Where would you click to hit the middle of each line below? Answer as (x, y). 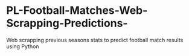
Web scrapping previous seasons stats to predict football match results (95, 40)
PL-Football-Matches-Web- (77, 11)
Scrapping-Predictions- (67, 23)
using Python (23, 46)
